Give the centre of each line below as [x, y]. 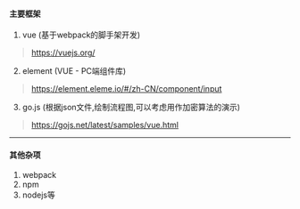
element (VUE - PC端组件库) [74, 71]
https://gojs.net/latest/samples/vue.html [104, 125]
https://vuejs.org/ [63, 52]
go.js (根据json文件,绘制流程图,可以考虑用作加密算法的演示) [131, 108]
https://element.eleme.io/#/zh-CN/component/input [126, 89]
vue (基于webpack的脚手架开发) [81, 35]
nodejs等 [38, 195]
